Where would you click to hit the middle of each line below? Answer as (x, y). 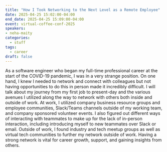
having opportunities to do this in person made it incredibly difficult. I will (80, 87)
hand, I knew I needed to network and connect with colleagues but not (78, 81)
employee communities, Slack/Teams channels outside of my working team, (84, 108)
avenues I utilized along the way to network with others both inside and (79, 97)
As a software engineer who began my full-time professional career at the (81, 71)
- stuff (18, 43)
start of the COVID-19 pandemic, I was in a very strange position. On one (80, 76)
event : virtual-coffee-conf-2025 (40, 24)
